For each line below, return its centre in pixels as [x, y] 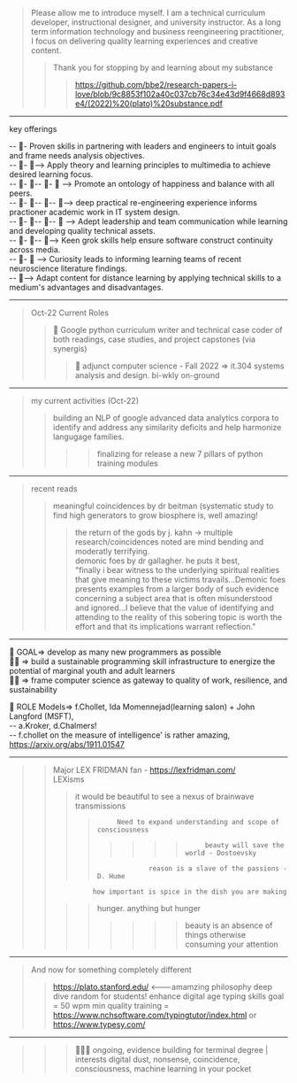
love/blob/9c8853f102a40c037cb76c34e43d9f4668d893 [180, 94]
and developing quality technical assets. [83, 231]
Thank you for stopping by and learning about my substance [163, 67]
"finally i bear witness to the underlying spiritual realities [177, 570]
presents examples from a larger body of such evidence [177, 589]
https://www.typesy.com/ [99, 1025]
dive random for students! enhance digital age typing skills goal [168, 996]
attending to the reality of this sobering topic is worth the [179, 617]
